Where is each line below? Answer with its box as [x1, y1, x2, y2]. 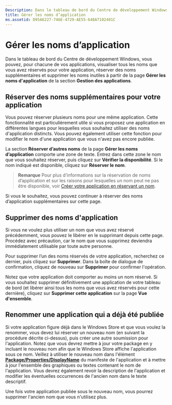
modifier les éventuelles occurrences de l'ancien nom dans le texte [5, 373, 147, 379]
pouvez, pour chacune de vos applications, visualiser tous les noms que [5, 61, 158, 68]
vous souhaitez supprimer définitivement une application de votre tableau [5, 279, 161, 285]
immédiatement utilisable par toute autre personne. [5, 243, 113, 249]
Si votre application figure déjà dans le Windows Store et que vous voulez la [5, 324, 166, 330]
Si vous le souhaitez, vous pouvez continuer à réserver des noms [5, 193, 143, 199]
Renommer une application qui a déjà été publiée [5, 310, 164, 319]
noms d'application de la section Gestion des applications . [5, 78, 132, 84]
